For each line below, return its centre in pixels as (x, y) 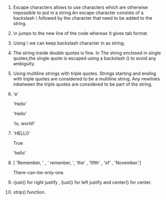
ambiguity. (24, 64)
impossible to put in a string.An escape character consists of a (78, 13)
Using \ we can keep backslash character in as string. (69, 43)
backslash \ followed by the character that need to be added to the (82, 18)
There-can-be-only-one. (39, 172)
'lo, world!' (24, 123)
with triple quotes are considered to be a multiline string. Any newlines (86, 79)
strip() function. (29, 192)
